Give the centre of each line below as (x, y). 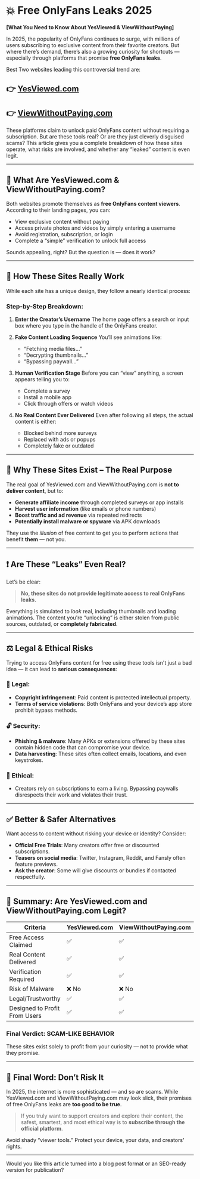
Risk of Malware (32, 989)
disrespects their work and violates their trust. (71, 795)
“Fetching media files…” (53, 349)
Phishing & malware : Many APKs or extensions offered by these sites (100, 741)
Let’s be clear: (24, 582)
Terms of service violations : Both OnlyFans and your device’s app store (103, 703)
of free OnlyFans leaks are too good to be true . (64, 1104)
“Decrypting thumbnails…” (56, 355)
